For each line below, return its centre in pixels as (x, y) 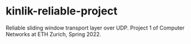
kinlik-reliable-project (62, 11)
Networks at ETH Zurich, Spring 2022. (53, 34)
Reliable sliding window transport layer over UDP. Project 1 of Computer (95, 28)
